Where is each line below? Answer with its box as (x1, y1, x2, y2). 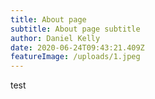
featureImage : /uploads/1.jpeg (10, 52, 141, 62)
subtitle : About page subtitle (10, 24, 141, 34)
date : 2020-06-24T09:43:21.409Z (10, 42, 145, 53)
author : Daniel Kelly (10, 33, 101, 43)
